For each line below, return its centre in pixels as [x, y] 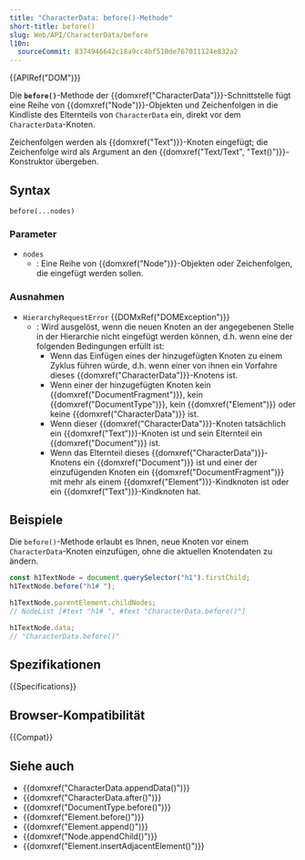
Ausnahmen [37, 297]
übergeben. [77, 161]
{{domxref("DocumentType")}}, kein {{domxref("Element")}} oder [173, 404]
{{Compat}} [31, 737]
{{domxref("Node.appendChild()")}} [90, 836]
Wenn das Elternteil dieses [100, 452]
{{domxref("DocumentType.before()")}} [97, 807]
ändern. [24, 561]
